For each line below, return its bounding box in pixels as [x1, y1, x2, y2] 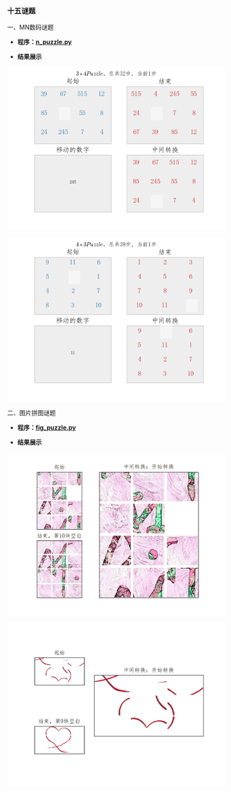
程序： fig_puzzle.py [17, 423, 76, 432]
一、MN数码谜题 [7, 23, 54, 32]
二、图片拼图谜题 [7, 409, 56, 417]
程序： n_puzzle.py [17, 38, 73, 46]
